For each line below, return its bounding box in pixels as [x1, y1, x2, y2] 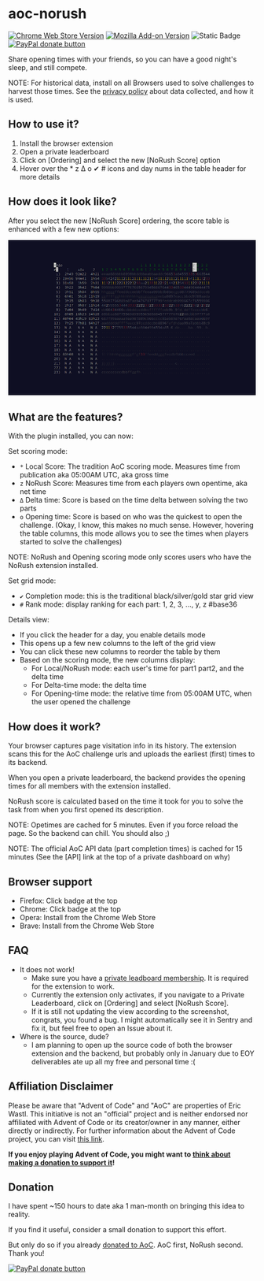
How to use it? [8, 117, 79, 131]
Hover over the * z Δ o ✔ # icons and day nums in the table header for [19, 163, 247, 173]
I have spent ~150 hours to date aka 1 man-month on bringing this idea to [8, 1201, 245, 1211]
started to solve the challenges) [19, 537, 123, 547]
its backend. [8, 758, 49, 767]
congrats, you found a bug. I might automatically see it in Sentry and [31, 1015, 253, 1024]
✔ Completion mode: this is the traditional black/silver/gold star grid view [19, 592, 254, 601]
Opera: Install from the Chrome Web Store [19, 913, 156, 922]
